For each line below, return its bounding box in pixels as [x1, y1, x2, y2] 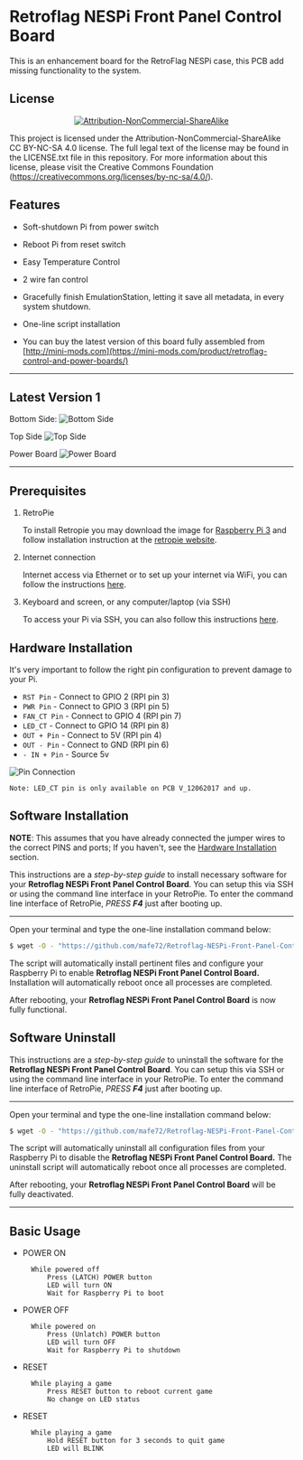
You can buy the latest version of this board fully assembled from [22, 336, 266, 347]
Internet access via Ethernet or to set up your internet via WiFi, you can [22, 569, 288, 580]
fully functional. [9, 1004, 68, 1015]
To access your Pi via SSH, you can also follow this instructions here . [22, 614, 280, 625]
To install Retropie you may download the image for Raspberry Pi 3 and [22, 525, 287, 536]
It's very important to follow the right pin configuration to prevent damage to [9, 664, 292, 675]
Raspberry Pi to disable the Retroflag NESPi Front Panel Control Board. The [9, 1152, 292, 1163]
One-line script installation [22, 318, 121, 329]
